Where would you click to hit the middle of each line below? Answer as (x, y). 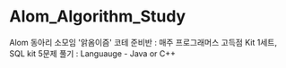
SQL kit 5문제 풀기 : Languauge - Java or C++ (93, 53)
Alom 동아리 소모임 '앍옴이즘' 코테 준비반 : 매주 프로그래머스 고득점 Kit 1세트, (143, 42)
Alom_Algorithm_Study (98, 17)
